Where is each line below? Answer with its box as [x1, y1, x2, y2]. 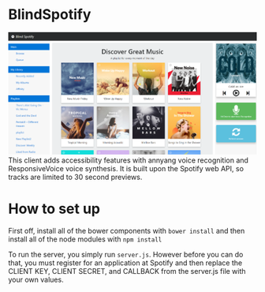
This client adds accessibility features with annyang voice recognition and [8, 155, 248, 165]
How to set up [8, 200, 101, 218]
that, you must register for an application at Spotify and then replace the [8, 258, 243, 268]
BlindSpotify [8, 6, 91, 24]
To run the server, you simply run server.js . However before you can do [8, 249, 244, 259]
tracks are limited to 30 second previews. [8, 172, 143, 182]
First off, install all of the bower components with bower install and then [8, 226, 245, 235]
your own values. [8, 275, 65, 284]
